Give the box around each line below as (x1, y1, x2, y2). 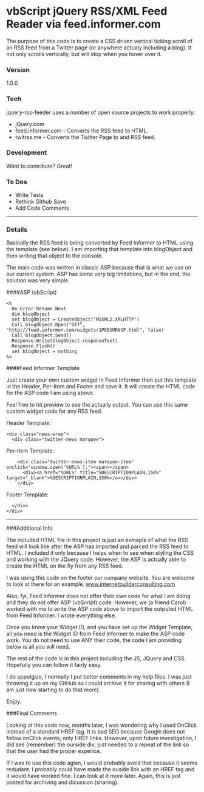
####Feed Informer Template (6, 365, 80, 372)
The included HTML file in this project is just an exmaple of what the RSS (6, 537, 188, 544)
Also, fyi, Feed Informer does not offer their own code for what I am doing (6, 593, 191, 600)
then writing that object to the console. (6, 252, 103, 260)
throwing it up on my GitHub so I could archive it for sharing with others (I (6, 680, 190, 687)
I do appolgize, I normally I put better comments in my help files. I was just (6, 673, 192, 680)
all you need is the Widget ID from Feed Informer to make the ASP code (6, 630, 185, 638)
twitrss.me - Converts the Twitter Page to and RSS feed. (15, 133, 156, 141)
